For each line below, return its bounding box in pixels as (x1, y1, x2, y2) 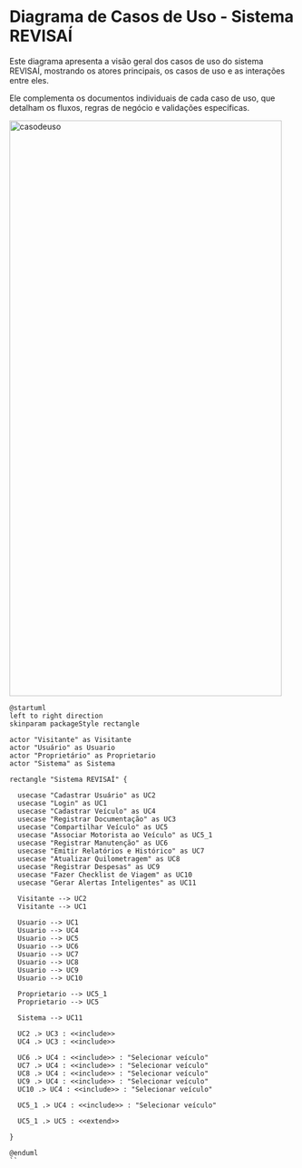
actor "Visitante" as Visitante (9, 735, 132, 744)
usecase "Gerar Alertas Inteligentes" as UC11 (17, 878, 197, 887)
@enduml (9, 1148, 39, 1157)
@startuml (9, 703, 47, 712)
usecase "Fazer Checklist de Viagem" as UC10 (17, 870, 193, 879)
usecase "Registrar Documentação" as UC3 (17, 815, 177, 824)
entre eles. (9, 74, 50, 85)
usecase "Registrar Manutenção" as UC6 (17, 838, 169, 847)
